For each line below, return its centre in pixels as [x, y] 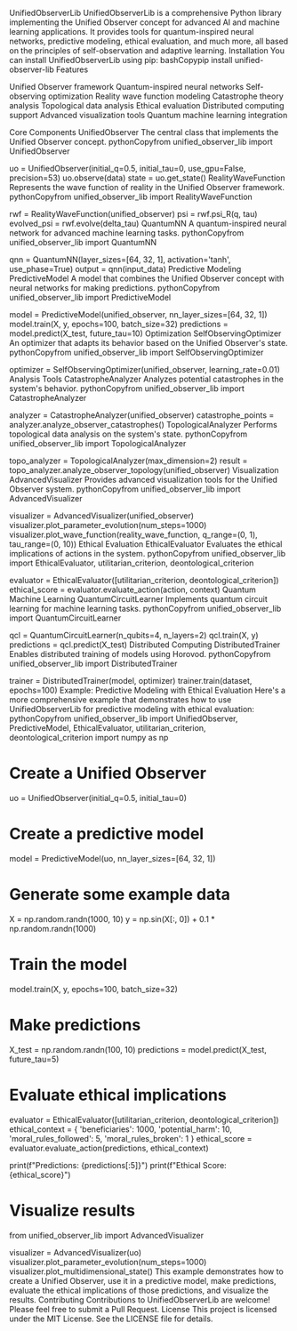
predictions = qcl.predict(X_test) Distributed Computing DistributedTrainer [145, 645]
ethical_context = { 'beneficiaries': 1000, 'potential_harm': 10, [121, 1129]
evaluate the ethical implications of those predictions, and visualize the [139, 1290]
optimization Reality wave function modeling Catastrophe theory [166, 96]
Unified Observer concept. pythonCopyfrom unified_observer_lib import [141, 142]
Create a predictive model [107, 834]
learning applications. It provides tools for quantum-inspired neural [132, 32]
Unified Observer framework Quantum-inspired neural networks [127, 87]
